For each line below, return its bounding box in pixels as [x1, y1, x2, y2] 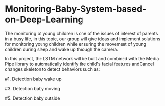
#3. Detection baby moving [5, 85, 60, 91]
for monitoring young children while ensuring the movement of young [5, 41, 147, 47]
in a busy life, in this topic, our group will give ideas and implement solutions [5, 36, 161, 42]
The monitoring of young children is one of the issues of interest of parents [5, 30, 158, 36]
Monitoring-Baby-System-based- [5, 3, 147, 15]
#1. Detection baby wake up [5, 76, 62, 82]
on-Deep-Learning [5, 14, 83, 25]
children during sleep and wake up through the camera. [5, 46, 119, 52]
